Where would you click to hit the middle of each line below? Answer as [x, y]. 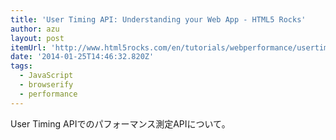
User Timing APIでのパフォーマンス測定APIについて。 [120, 123]
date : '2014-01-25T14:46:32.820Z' [82, 57]
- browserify [46, 85]
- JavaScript [46, 76]
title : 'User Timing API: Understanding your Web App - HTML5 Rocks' [158, 19]
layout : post [37, 38]
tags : [21, 66]
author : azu [35, 29]
